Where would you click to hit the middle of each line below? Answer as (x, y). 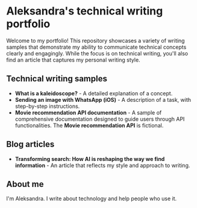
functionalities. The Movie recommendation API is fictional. (89, 125)
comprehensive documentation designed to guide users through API (100, 119)
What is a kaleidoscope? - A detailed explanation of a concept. (94, 93)
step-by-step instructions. (47, 106)
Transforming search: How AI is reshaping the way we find (90, 159)
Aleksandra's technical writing (85, 11)
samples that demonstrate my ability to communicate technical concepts (96, 47)
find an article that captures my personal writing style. (73, 60)
